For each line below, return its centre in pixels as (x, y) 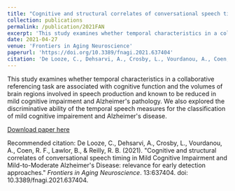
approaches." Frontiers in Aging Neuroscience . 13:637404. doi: (98, 172)
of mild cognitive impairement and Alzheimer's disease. (87, 116)
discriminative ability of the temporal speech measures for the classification (116, 108)
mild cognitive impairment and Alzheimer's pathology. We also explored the (116, 101)
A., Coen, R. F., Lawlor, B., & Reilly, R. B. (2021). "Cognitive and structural (112, 150)
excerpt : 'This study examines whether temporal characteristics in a (112, 33)
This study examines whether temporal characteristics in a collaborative (111, 79)
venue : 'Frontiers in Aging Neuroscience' (70, 46)
